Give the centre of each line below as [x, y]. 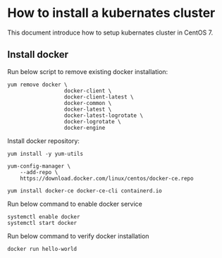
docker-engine [85, 128]
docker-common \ [88, 103]
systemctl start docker [42, 223]
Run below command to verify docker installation [78, 236]
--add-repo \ [39, 172]
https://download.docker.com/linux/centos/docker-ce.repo [107, 178]
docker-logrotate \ [92, 121]
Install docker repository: [43, 141]
